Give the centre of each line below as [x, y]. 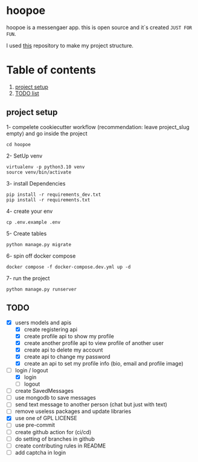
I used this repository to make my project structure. [70, 45]
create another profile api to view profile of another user [94, 343]
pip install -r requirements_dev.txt [54, 195]
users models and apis [43, 323]
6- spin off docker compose [41, 256]
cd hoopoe [19, 144]
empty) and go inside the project [47, 133]
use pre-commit [35, 425]
